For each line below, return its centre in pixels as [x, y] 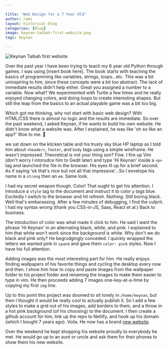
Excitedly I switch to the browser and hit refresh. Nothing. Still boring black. [83, 197]
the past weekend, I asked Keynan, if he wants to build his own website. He [83, 124]
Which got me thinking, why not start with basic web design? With [74, 113]
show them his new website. [35, 342]
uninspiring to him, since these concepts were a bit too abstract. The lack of [84, 82]
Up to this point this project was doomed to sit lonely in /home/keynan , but [81, 295]
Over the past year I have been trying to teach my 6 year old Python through [84, 66]
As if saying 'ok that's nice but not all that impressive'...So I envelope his [80, 171]
